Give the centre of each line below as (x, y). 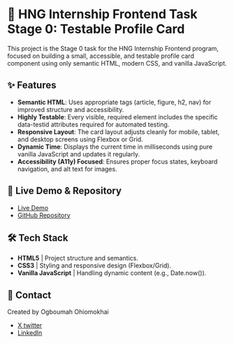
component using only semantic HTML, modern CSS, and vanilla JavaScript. (117, 63)
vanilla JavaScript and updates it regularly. (79, 154)
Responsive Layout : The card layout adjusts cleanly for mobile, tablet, (118, 131)
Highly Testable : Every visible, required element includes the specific (118, 117)
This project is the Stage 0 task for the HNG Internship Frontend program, (113, 48)
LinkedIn (30, 333)
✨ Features (32, 86)
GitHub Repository (44, 215)
